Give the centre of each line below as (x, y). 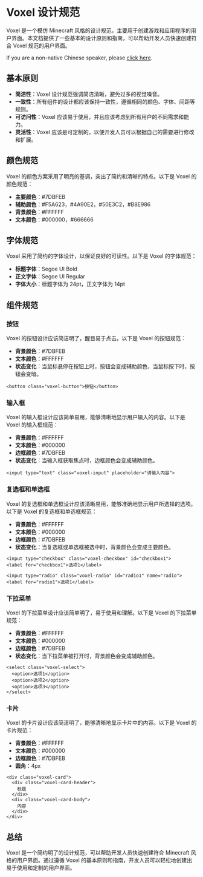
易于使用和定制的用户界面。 (41, 868)
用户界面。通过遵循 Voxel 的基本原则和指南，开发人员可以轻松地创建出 (104, 860)
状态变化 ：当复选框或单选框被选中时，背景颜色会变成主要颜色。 (94, 547)
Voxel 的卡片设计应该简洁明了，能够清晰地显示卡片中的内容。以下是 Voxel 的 (101, 723)
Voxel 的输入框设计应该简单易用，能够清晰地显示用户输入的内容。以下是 (96, 417)
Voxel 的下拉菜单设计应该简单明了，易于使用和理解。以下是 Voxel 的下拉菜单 (101, 613)
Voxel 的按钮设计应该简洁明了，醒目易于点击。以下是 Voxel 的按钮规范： (96, 338)
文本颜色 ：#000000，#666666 (54, 220)
